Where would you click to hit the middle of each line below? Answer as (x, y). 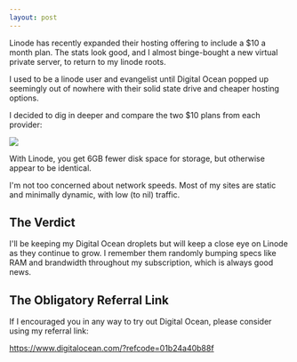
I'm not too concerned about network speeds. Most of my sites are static (143, 185)
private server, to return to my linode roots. (88, 61)
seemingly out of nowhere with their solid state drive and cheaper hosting (144, 88)
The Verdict (42, 223)
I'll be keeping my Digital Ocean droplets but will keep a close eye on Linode (149, 244)
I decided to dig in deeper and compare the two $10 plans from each (135, 115)
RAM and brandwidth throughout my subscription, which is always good (141, 262)
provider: (26, 125)
